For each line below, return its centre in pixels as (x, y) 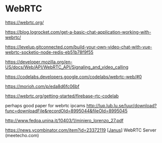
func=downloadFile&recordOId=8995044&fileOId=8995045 (66, 111)
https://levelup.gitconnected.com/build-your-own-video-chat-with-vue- (79, 47)
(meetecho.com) (22, 135)
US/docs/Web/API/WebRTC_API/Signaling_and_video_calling (67, 67)
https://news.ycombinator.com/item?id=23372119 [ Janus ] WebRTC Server (81, 130)
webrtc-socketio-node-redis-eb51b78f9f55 (49, 52)
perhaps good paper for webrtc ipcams (45, 105)
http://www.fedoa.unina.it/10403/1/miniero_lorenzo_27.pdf (64, 120)
